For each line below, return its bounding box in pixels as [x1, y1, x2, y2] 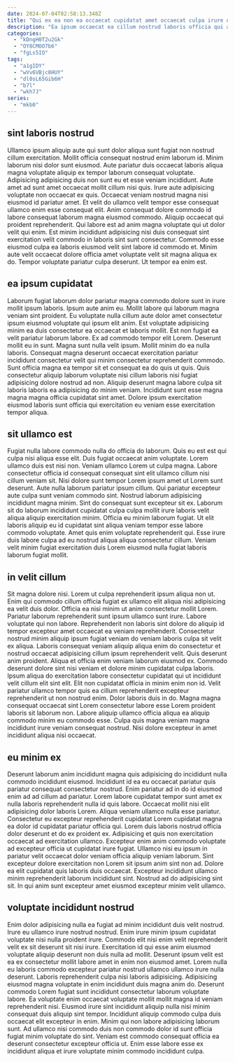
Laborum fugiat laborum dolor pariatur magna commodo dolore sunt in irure [7, 296, 226, 305]
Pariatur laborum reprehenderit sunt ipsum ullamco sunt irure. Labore [7, 612, 207, 620]
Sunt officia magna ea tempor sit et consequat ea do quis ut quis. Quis [7, 363, 210, 372]
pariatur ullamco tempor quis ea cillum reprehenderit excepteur [7, 687, 190, 695]
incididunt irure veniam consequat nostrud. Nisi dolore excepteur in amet [7, 724, 218, 732]
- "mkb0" [13, 102, 39, 109]
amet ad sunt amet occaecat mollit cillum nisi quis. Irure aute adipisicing [7, 183, 215, 191]
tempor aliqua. [7, 407, 49, 417]
